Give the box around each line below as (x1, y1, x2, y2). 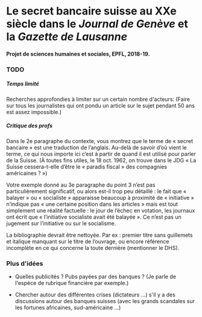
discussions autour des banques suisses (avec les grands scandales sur (14, 297, 195, 304)
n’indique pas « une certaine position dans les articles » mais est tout (6, 200, 178, 208)
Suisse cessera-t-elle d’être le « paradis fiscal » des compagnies (6, 163, 168, 170)
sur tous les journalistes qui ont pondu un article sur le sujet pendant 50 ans (6, 101, 195, 109)
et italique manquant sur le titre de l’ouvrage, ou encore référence (6, 237, 169, 245)
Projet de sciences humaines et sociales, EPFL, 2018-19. (6, 50, 150, 57)
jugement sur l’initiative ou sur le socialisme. (6, 219, 116, 227)
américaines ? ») (6, 169, 48, 176)
